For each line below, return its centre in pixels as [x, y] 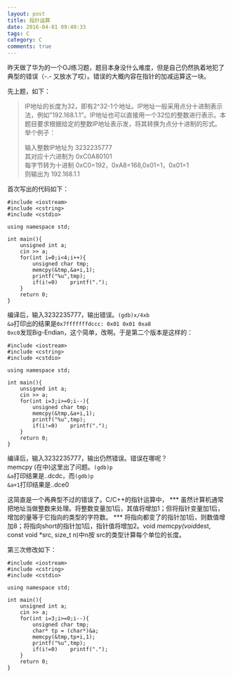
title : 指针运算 [29, 20]
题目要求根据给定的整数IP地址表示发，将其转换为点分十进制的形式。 [122, 124]
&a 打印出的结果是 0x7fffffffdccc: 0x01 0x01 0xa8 [79, 324]
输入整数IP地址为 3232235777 [68, 147]
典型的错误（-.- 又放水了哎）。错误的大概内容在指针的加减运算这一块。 [109, 76]
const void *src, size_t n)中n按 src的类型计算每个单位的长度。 [96, 535]
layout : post [26, 14]
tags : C [19, 33]
